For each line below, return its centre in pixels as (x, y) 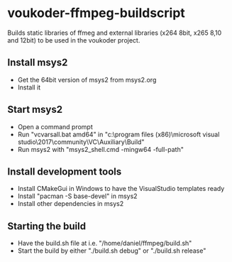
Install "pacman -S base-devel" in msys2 (77, 196)
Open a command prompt (55, 126)
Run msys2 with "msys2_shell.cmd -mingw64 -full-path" (101, 149)
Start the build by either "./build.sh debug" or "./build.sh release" (112, 251)
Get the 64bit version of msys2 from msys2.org (87, 80)
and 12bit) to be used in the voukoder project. (74, 40)
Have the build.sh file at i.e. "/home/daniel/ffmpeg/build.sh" (105, 244)
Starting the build (47, 226)
